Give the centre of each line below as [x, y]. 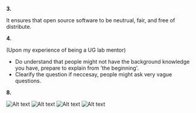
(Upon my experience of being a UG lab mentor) [66, 50]
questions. [28, 81]
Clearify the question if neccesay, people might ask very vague [93, 74]
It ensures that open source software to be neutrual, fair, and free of [91, 20]
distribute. [19, 27]
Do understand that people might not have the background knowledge [102, 62]
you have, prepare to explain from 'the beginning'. [77, 68]
